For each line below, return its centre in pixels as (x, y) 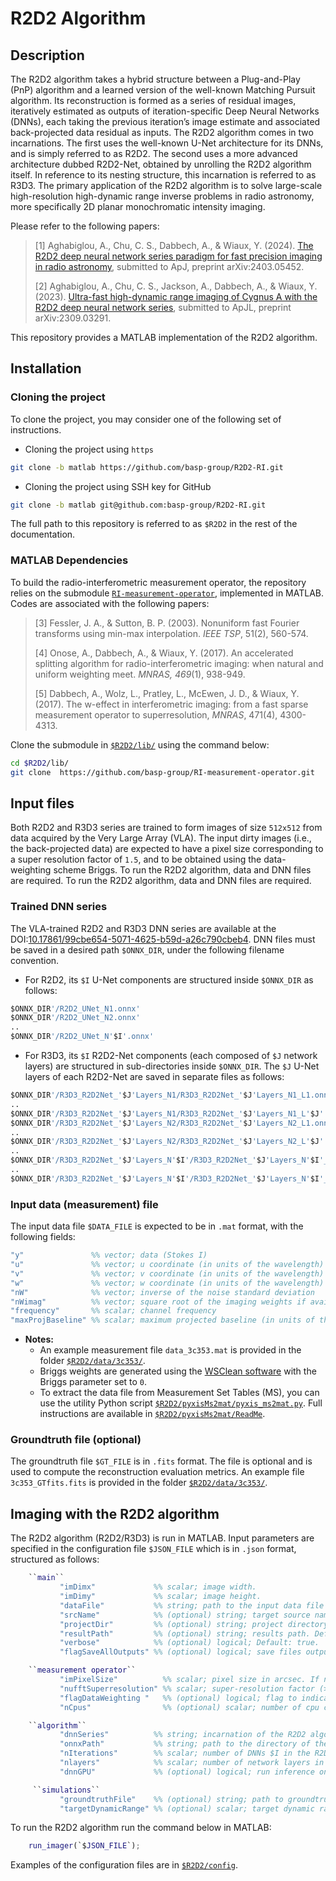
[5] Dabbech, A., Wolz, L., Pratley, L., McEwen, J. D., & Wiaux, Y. (167, 693)
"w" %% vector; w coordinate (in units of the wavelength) (167, 1283)
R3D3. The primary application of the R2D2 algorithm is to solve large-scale (166, 185)
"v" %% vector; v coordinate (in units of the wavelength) (167, 1273)
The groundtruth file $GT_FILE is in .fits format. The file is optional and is (161, 1461)
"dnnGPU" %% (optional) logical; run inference (187, 1772)
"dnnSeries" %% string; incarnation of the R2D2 (183, 1735)
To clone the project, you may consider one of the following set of (146, 419)
